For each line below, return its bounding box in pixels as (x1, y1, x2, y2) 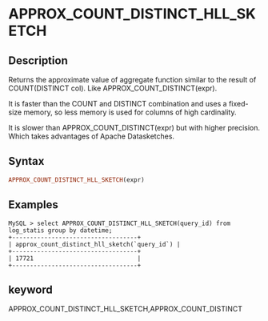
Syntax (8, 154, 45, 168)
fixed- (228, 99, 249, 108)
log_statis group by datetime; (8, 226, 113, 235)
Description (8, 54, 68, 67)
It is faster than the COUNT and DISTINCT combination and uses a (8, 99, 227, 108)
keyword (8, 283, 54, 296)
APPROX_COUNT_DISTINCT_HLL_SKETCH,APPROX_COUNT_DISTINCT (8, 304, 242, 314)
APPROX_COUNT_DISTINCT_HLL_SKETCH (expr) (8, 175, 146, 184)
